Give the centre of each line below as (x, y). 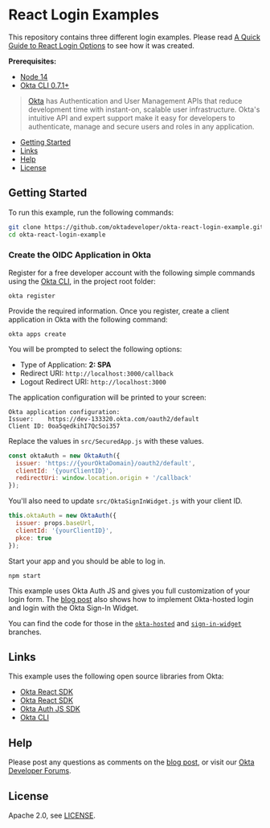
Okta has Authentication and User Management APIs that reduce (135, 100)
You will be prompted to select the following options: (95, 349)
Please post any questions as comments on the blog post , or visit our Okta (131, 762)
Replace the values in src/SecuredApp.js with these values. (106, 441)
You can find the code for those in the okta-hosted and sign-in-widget (125, 623)
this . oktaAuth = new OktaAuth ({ (62, 516)
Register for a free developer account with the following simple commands (132, 273)
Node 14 (34, 76)
